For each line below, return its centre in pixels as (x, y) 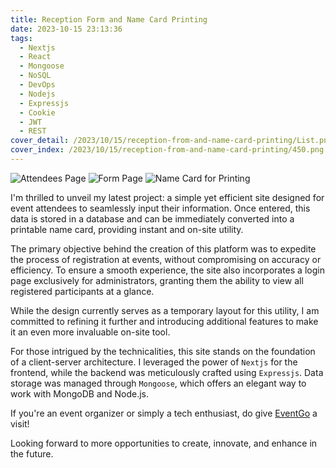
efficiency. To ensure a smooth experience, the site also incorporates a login (167, 270)
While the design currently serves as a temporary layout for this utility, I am (165, 310)
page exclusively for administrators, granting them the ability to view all (157, 280)
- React (35, 57)
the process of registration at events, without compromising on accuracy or (166, 259)
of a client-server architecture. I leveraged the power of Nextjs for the (154, 362)
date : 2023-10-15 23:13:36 (66, 29)
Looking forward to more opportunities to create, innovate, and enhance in (164, 443)
